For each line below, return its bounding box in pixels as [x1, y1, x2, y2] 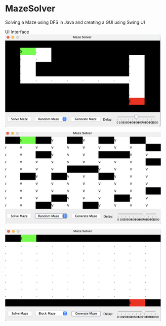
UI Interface [5, 29, 30, 35]
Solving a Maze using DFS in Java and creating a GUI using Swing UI [5, 19, 145, 25]
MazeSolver [5, 3, 56, 14]
